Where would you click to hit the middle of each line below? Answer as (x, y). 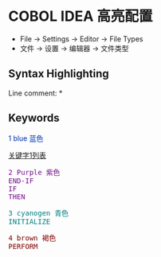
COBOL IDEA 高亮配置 (80, 16)
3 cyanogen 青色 (39, 213)
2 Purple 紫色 (34, 172)
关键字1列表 (27, 155)
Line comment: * (35, 93)
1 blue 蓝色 (26, 138)
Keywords (34, 118)
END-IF (21, 181)
